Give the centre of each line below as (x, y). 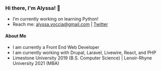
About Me (16, 36)
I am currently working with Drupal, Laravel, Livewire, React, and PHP (84, 52)
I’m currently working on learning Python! (55, 19)
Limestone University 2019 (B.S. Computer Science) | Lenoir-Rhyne (82, 58)
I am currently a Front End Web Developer (56, 47)
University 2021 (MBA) (36, 63)
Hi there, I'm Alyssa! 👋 (33, 8)
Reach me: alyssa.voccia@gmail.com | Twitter (60, 24)
